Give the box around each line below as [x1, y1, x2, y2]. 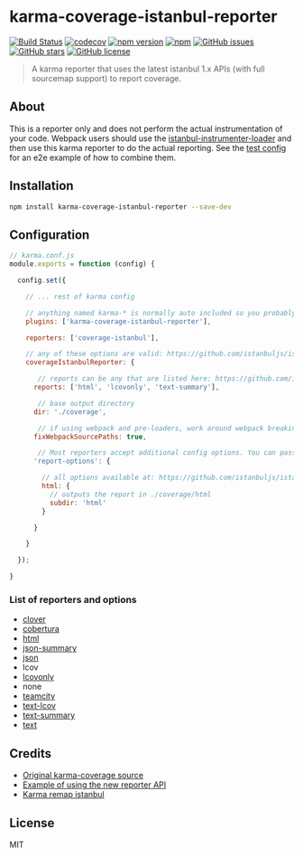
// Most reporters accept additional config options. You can [37, 448, 277, 457]
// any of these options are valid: [25, 350, 164, 359]
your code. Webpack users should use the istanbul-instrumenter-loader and [9, 133, 292, 144]
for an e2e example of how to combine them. [9, 152, 177, 163]
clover [22, 614, 47, 625]
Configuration [9, 227, 90, 242]
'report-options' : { [32, 457, 111, 466]
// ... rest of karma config [25, 292, 135, 301]
